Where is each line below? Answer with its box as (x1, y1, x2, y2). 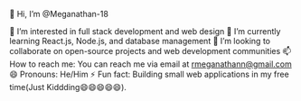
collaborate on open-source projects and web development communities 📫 (9, 46, 292, 56)
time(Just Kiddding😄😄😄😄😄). (9, 82, 127, 92)
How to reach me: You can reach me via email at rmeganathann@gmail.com (9, 59, 292, 69)
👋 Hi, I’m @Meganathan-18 (9, 9, 108, 19)
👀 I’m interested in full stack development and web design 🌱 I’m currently (9, 26, 281, 36)
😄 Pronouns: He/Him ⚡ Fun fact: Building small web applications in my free (9, 69, 289, 79)
